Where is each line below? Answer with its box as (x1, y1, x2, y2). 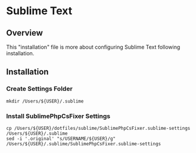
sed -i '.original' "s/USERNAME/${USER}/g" (6, 135, 116, 142)
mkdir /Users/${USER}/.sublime (6, 98, 84, 104)
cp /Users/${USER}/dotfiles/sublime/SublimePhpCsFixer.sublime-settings (6, 125, 191, 131)
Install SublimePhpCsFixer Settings (6, 111, 111, 120)
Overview (6, 28, 43, 38)
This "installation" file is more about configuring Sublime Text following (6, 43, 181, 50)
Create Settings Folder (6, 85, 73, 93)
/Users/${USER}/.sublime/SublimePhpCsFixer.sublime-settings (6, 141, 161, 146)
